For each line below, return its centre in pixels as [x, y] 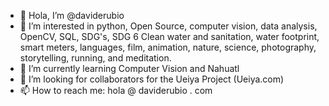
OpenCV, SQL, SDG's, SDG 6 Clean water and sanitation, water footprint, [169, 36]
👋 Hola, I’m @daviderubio [72, 15]
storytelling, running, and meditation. [95, 58]
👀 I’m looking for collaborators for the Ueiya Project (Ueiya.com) [152, 79]
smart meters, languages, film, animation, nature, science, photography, [168, 47]
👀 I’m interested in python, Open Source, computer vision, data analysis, [168, 26]
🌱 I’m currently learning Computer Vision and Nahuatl [129, 68]
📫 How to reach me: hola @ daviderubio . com [116, 90]
